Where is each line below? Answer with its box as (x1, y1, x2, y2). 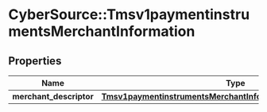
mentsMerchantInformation (8, 22, 195, 41)
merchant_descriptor (12, 91, 94, 102)
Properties (8, 54, 62, 68)
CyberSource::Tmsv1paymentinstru (8, 6, 250, 24)
